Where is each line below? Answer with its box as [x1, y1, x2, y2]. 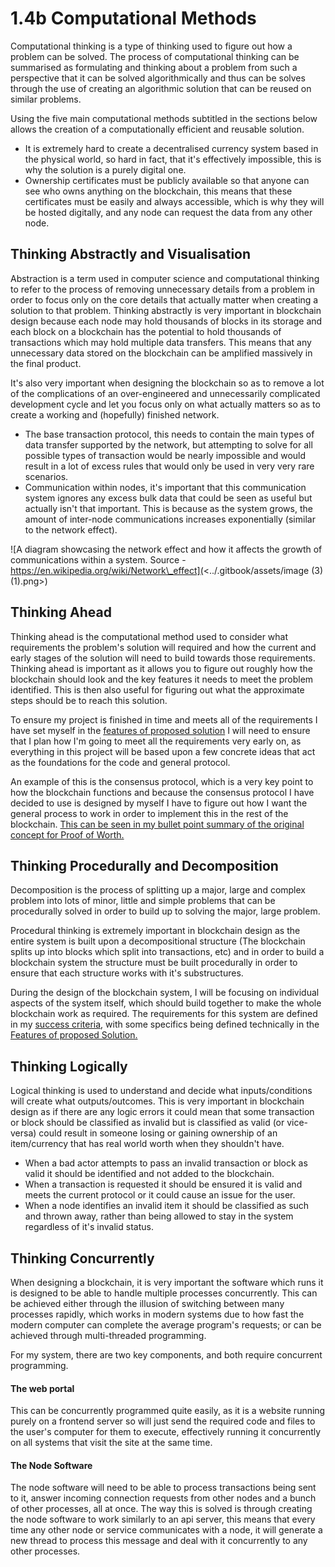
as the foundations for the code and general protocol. [10, 756, 231, 768]
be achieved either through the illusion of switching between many [10, 1298, 285, 1309]
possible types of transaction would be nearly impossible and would [24, 449, 307, 461]
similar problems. [10, 93, 82, 105]
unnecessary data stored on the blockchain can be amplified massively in [10, 347, 313, 359]
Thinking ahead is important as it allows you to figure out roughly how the [10, 662, 313, 674]
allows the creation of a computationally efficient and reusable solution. [10, 123, 305, 135]
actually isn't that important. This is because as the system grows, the [24, 502, 313, 514]
